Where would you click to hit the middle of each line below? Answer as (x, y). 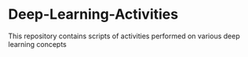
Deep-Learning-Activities (93, 14)
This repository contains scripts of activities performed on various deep (124, 36)
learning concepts (37, 44)
